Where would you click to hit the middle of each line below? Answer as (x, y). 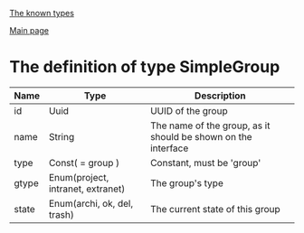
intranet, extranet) (87, 189)
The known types (42, 13)
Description (220, 96)
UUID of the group (189, 110)
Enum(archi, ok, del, (91, 203)
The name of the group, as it (210, 126)
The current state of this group (215, 209)
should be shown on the (201, 136)
